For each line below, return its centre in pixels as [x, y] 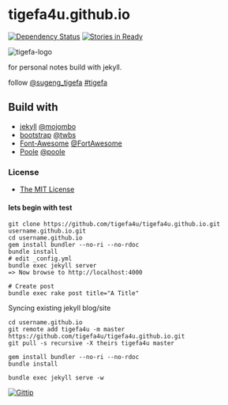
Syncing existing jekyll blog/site [60, 308]
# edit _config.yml [40, 259]
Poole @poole [42, 151]
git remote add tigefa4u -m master [67, 330]
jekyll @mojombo [48, 126]
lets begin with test [40, 207]
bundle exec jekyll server [52, 266]
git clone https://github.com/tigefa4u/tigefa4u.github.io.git [114, 224]
